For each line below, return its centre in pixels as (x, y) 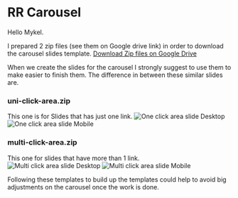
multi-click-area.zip (42, 142)
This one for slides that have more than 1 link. (74, 158)
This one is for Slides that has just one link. (70, 116)
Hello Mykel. (26, 32)
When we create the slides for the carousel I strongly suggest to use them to (119, 67)
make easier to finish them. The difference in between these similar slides (115, 75)
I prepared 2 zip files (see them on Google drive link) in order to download (115, 46)
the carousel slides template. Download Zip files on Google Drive (102, 53)
